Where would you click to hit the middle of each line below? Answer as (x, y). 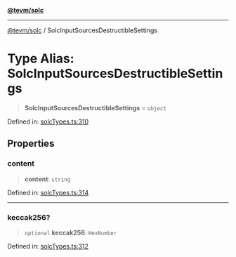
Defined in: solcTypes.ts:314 (48, 192)
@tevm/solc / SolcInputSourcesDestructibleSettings (83, 30)
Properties (31, 144)
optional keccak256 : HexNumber (71, 232)
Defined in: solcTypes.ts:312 (48, 246)
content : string (47, 179)
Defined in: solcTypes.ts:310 (48, 121)
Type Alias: (41, 59)
